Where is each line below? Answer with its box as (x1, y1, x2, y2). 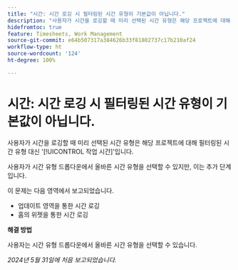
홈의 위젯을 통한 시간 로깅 (17, 210, 89, 219)
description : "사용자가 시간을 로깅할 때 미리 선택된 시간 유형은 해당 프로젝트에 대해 (7, 17, 231, 24)
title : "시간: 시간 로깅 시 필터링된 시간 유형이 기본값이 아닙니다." (7, 10, 185, 18)
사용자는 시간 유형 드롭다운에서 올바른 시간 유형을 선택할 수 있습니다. (7, 240, 197, 249)
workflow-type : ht (7, 43, 62, 50)
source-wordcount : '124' (7, 50, 81, 58)
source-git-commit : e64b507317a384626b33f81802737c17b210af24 (7, 37, 196, 44)
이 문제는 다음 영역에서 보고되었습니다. (7, 186, 114, 195)
